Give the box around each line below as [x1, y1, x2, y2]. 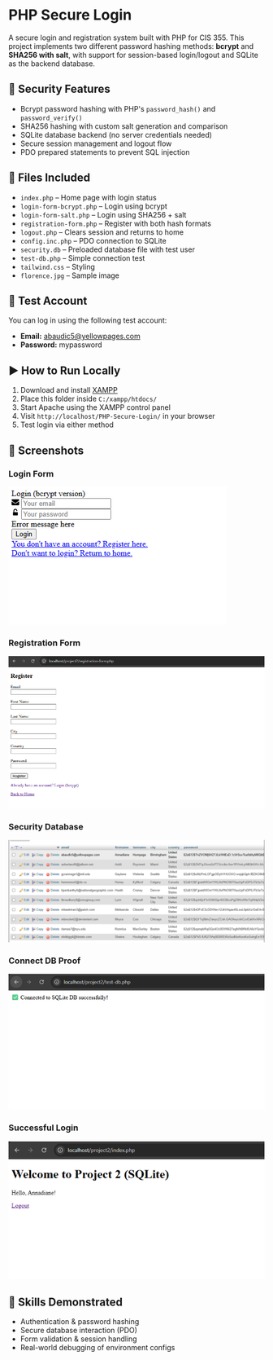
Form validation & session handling [19, 1334, 137, 1344]
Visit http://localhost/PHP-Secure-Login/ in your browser [19, 412, 215, 421]
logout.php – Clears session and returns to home [19, 227, 184, 237]
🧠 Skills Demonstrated [8, 1295, 123, 1309]
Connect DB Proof [8, 955, 81, 966]
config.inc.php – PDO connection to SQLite [19, 235, 167, 245]
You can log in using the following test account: [8, 315, 167, 325]
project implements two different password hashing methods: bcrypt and [8, 41, 254, 51]
